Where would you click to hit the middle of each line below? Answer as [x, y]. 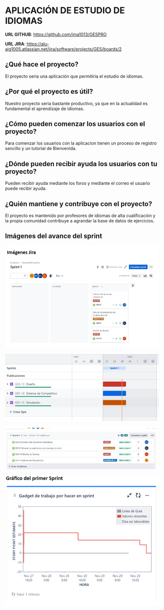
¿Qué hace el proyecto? [42, 64]
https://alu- [38, 44]
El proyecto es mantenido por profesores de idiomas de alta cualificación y [80, 216]
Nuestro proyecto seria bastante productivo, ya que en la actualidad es [76, 103]
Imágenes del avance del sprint [54, 236]
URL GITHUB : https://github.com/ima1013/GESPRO [56, 34]
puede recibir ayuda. [26, 189]
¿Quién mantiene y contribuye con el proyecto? [79, 204]
